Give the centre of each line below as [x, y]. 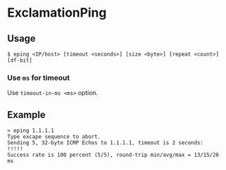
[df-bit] [20, 60]
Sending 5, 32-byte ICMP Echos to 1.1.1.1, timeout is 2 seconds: [105, 143]
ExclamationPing [57, 13]
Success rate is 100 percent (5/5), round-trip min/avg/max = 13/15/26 [113, 155]
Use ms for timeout [39, 78]
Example [26, 115]
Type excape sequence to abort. [54, 137]
